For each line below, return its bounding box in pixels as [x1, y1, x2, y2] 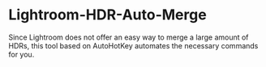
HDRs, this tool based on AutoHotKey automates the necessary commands [8, 40, 259, 50]
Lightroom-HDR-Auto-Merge [8, 6, 207, 24]
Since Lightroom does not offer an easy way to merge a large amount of [8, 32, 249, 42]
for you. [8, 49, 35, 59]
